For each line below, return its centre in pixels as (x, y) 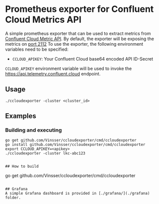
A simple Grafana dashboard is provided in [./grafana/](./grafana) (78, 194)
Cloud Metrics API (43, 20)
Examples (21, 116)
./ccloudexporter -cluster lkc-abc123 (45, 153)
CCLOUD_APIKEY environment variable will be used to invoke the (69, 68)
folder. (13, 198)
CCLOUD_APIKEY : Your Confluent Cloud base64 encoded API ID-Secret (83, 59)
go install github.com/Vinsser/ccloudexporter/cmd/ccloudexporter (75, 145)
